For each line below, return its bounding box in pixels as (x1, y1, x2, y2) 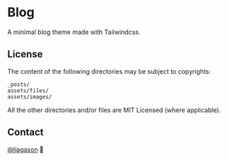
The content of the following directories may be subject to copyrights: (7, 67, 211, 75)
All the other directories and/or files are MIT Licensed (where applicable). (7, 106, 222, 114)
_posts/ (7, 81, 30, 88)
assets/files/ (7, 87, 50, 94)
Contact (7, 126, 44, 138)
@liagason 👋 (7, 145, 44, 153)
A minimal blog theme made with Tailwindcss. (7, 28, 141, 36)
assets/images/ (7, 93, 52, 100)
